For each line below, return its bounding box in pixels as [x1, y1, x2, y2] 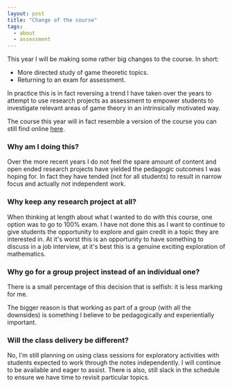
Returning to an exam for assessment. [17, 76, 126, 84]
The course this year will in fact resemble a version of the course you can [7, 117, 217, 125]
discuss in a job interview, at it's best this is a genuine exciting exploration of [7, 242, 226, 250]
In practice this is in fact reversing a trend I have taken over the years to [7, 89, 212, 98]
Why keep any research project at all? [7, 197, 137, 206]
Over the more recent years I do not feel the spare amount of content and [7, 157, 217, 166]
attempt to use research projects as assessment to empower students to [7, 96, 214, 105]
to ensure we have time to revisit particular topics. [7, 373, 150, 382]
